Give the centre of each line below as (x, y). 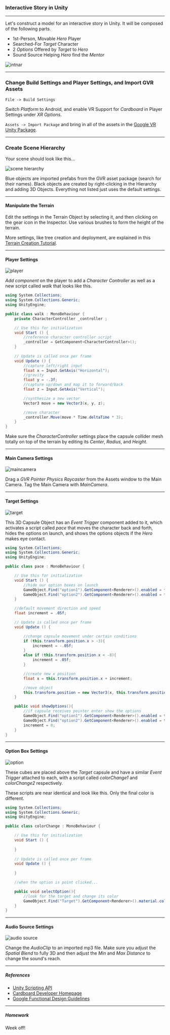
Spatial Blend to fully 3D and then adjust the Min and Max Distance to (78, 953)
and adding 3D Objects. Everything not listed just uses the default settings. (83, 189)
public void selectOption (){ (45, 892)
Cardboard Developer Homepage (47, 993)
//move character (41, 412)
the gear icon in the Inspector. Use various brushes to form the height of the (84, 222)
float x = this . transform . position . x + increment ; (78, 678)
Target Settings (22, 501)
